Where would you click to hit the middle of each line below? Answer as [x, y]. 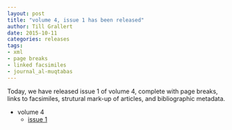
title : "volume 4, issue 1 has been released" [76, 20]
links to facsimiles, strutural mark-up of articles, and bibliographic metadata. [116, 98]
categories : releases [39, 39]
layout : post [26, 13]
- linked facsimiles [37, 65]
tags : [15, 46]
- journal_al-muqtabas [40, 71]
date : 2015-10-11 [32, 33]
